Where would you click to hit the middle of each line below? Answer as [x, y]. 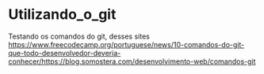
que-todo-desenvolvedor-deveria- [65, 53]
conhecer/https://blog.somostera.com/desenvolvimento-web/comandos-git [132, 61]
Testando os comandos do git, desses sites [79, 36]
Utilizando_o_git [62, 15]
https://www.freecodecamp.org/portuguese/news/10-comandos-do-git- [126, 44]
